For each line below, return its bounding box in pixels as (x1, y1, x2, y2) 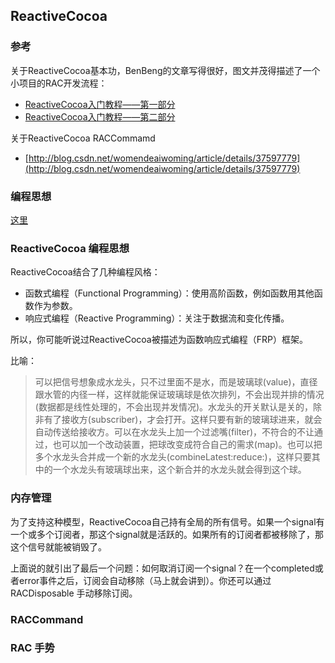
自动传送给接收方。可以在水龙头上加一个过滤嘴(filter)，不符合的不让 (34, 426, 315, 438)
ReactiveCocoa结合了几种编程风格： (10, 266, 161, 278)
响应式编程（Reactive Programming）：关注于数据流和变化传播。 (24, 312, 290, 324)
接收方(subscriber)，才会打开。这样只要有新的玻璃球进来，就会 (61, 414, 323, 426)
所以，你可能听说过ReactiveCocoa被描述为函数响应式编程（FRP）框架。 (10, 334, 308, 346)
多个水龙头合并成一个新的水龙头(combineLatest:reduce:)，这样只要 (34, 451, 312, 463)
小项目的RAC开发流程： (10, 77, 108, 89)
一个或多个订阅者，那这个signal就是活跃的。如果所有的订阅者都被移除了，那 (10, 528, 324, 540)
